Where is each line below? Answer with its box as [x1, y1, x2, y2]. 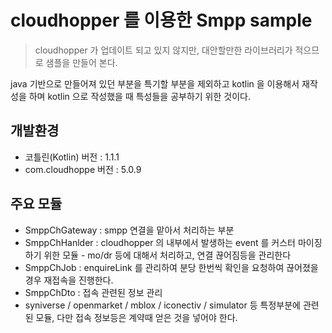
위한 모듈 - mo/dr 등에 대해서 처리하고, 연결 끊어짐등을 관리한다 [43, 249, 292, 261]
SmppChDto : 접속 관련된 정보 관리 [24, 286, 163, 298]
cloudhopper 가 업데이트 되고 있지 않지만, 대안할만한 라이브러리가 [34, 44, 293, 56]
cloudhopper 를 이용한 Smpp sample [10, 9, 313, 32]
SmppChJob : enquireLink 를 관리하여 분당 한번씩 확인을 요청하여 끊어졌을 [24, 261, 319, 273]
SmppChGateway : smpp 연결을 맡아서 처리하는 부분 [24, 224, 235, 236]
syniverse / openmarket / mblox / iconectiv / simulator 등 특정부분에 [24, 299, 301, 311]
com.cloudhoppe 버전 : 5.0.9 [24, 163, 142, 175]
